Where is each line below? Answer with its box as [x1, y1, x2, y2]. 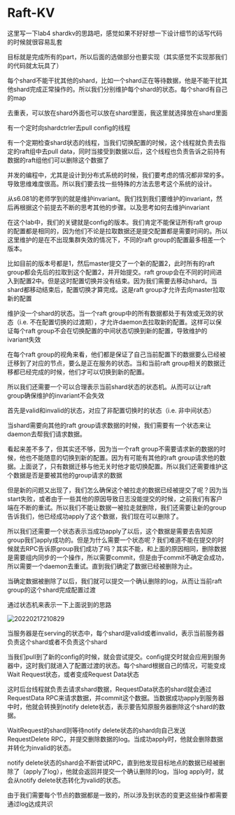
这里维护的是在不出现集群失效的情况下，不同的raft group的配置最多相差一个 [7, 235, 226, 244]
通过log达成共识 [7, 800, 54, 808]
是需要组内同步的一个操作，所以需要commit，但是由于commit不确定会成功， [7, 553, 228, 562]
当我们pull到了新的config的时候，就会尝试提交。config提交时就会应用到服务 [7, 653, 226, 661]
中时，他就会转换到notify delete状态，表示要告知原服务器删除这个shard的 [7, 702, 219, 711]
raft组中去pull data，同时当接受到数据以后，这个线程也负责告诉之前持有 [19, 147, 226, 155]
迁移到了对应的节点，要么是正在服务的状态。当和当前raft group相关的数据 [7, 358, 220, 367]
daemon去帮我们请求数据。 [7, 429, 86, 438]
